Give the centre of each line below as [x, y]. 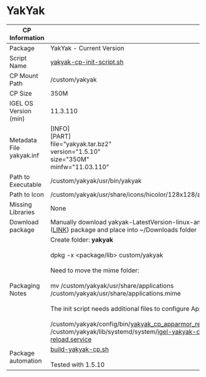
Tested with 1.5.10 [78, 364]
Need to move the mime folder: [95, 270]
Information [27, 37]
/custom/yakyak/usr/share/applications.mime [115, 293]
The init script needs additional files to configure [120, 308]
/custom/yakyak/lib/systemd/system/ [104, 332]
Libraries [22, 212]
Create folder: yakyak [82, 240]
